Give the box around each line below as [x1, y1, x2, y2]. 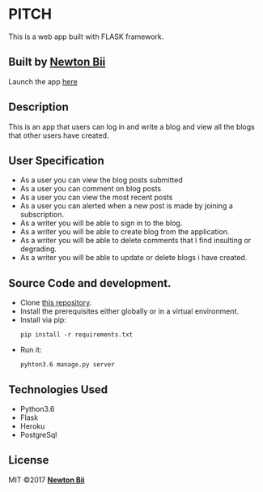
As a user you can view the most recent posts [19, 192, 173, 203]
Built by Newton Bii [8, 55, 106, 69]
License [8, 453, 49, 467]
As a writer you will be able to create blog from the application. [19, 227, 230, 237]
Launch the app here [8, 76, 78, 86]
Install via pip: [19, 315, 67, 325]
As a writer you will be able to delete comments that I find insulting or [19, 236, 252, 246]
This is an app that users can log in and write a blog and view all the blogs [8, 122, 255, 131]
